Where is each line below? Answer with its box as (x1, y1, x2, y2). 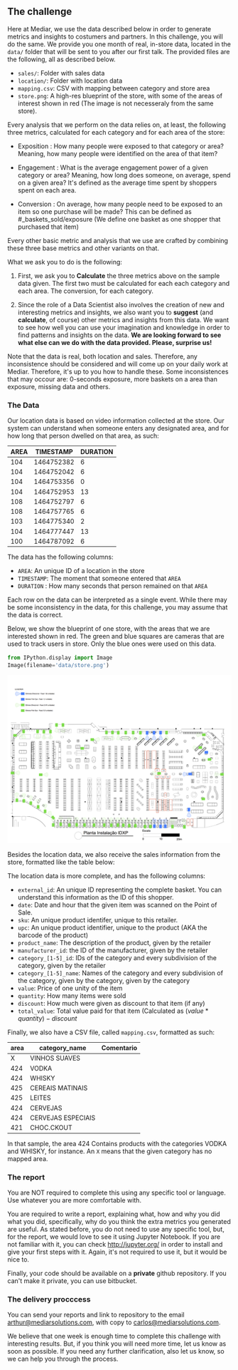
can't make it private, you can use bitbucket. (7, 1276, 137, 1285)
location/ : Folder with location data (17, 76, 123, 85)
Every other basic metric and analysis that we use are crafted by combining (7, 236, 229, 244)
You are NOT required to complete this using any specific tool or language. (7, 1188, 226, 1197)
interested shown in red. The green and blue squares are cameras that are (7, 632, 225, 641)
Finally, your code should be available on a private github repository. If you (7, 1269, 227, 1277)
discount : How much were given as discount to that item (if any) (17, 999, 205, 1007)
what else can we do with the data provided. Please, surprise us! (17, 338, 212, 346)
